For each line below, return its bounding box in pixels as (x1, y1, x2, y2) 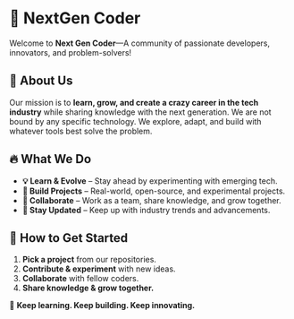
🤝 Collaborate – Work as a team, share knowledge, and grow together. (21, 194, 281, 205)
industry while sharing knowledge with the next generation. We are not (9, 107, 272, 117)
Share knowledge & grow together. (21, 282, 155, 294)
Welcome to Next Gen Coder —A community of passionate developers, (9, 38, 271, 48)
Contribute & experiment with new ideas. (21, 263, 176, 274)
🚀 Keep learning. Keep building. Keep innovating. (9, 300, 195, 311)
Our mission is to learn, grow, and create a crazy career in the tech (9, 97, 259, 108)
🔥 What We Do (9, 151, 92, 167)
